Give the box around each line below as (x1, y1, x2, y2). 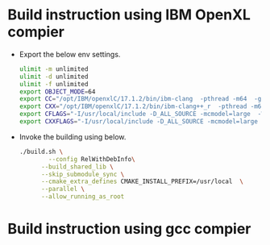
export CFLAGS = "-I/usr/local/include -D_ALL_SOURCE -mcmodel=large (19, 110, 251, 118)
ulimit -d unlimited (19, 73, 89, 81)
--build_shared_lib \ (40, 163, 114, 171)
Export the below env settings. (19, 49, 121, 59)
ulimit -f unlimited (19, 80, 89, 88)
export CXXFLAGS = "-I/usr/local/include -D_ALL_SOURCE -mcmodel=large (19, 118, 259, 126)
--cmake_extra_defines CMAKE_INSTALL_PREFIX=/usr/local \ (40, 177, 243, 186)
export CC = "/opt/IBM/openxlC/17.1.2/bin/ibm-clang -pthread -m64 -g (19, 95, 262, 103)
